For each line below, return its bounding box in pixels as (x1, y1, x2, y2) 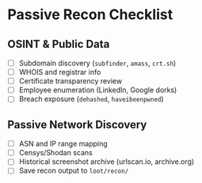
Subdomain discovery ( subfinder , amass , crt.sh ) (18, 58, 177, 68)
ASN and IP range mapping (18, 139, 108, 149)
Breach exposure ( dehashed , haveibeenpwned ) (18, 94, 164, 104)
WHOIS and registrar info (18, 68, 101, 77)
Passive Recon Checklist (7, 6, 173, 24)
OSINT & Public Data (7, 37, 110, 51)
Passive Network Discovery (7, 118, 147, 131)
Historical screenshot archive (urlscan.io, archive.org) (18, 157, 195, 166)
